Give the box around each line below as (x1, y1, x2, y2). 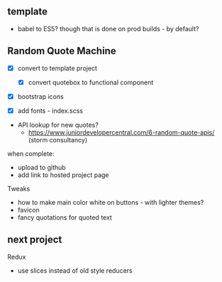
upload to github (17, 163, 66, 171)
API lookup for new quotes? (17, 120, 99, 129)
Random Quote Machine (7, 45, 116, 57)
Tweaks (7, 184, 30, 193)
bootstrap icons (17, 92, 64, 101)
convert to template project (17, 64, 98, 72)
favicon (17, 205, 40, 214)
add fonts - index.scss (17, 106, 84, 115)
